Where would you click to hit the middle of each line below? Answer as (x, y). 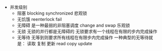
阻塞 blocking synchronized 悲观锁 (52, 13)
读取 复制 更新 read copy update (59, 43)
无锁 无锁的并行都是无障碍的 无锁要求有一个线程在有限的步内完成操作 (87, 31)
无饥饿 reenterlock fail (40, 19)
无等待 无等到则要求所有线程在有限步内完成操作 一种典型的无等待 (83, 37)
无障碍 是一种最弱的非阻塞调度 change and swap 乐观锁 (73, 25)
